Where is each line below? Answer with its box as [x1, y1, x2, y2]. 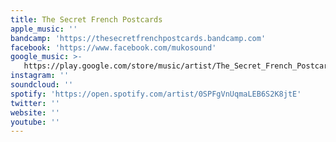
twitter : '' [10, 98, 60, 108]
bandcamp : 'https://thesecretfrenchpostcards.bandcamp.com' [10, 33, 267, 43]
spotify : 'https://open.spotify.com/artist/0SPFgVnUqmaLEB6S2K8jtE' [10, 89, 302, 99]
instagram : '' [10, 71, 70, 81]
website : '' [10, 107, 60, 118]
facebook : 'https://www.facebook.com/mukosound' [10, 42, 217, 53]
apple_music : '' [10, 24, 78, 34]
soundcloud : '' [10, 80, 74, 90]
